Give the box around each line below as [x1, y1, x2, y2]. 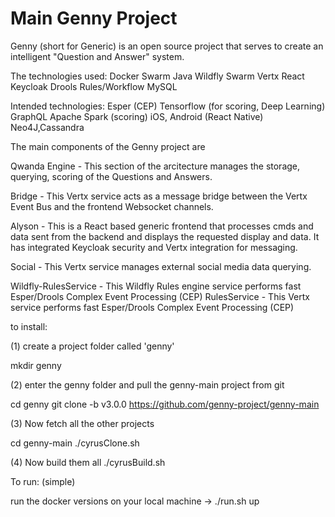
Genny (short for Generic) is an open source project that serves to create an [10, 40, 324, 52]
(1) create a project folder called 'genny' [10, 340, 175, 352]
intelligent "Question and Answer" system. [10, 50, 185, 62]
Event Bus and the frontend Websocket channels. [10, 200, 214, 212]
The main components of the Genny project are [10, 140, 206, 152]
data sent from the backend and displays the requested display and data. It [10, 230, 320, 242]
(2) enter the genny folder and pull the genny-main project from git [10, 378, 285, 391]
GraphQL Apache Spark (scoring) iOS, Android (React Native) [10, 110, 264, 122]
